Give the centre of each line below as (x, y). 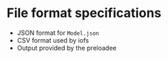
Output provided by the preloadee (67, 48)
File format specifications (84, 13)
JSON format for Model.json (58, 33)
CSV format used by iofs (53, 40)
